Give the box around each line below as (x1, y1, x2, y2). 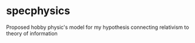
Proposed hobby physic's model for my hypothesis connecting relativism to (6, 24, 190, 31)
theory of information (6, 29, 58, 37)
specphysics (6, 4, 71, 18)
